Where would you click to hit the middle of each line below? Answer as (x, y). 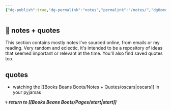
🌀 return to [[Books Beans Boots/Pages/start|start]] (61, 102)
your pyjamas (27, 92)
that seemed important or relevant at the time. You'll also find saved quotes (84, 53)
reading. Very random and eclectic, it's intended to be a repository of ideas (84, 48)
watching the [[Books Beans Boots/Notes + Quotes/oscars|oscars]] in (86, 87)
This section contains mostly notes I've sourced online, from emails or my (82, 43)
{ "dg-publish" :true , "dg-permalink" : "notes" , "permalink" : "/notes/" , (78, 10)
